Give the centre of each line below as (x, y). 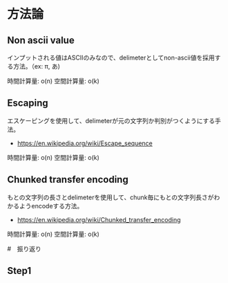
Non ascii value (41, 40)
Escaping (28, 103)
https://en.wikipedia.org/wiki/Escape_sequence (85, 143)
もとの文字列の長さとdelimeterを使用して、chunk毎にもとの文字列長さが (111, 197)
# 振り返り (24, 248)
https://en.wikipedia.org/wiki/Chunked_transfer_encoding (99, 219)
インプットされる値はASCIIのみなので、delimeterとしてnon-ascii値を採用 (111, 57)
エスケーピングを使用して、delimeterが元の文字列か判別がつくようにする (111, 120)
